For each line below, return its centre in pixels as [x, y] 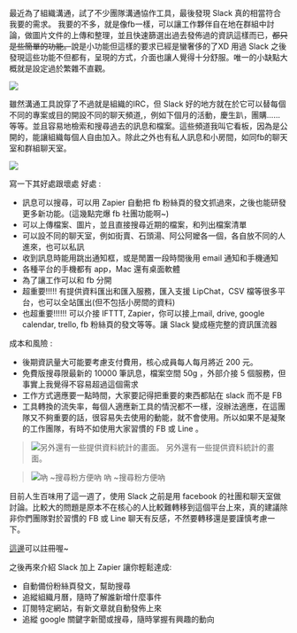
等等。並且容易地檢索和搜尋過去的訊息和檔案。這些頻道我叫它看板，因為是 [145, 126]
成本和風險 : [31, 343]
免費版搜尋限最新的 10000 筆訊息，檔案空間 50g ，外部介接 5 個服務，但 [154, 373]
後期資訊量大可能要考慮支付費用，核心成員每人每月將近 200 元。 [140, 362]
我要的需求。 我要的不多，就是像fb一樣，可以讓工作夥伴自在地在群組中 [138, 24]
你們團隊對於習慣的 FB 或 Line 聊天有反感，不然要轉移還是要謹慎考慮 [142, 518]
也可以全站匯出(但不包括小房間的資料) [107, 302]
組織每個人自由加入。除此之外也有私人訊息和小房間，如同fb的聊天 [168, 137]
